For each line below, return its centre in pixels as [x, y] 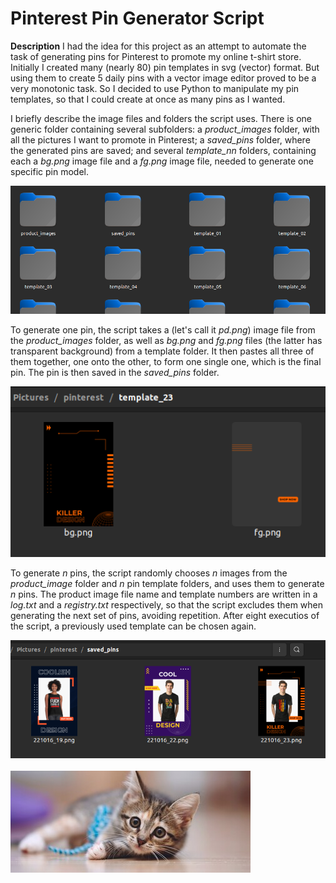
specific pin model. [50, 171]
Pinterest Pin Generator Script [137, 18]
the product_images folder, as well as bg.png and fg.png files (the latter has [166, 340]
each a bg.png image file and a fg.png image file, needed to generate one [162, 161]
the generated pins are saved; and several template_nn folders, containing [163, 150]
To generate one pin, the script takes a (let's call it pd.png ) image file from [163, 329]
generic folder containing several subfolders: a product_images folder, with [165, 129]
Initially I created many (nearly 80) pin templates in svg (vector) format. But [165, 67]
